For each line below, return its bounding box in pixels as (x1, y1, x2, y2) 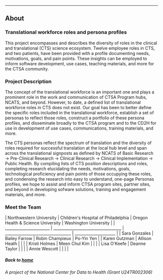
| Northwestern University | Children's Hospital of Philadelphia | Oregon (5, 215, 148, 221)
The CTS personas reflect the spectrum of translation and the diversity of (5, 140, 152, 146)
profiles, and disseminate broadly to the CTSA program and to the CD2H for (5, 120, 157, 126)
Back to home (5, 257, 34, 263)
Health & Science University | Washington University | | (5, 220, 115, 226)
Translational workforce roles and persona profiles (5, 29, 127, 36)
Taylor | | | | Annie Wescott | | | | (5, 246, 69, 252)
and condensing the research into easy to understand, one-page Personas (5, 176, 154, 182)
